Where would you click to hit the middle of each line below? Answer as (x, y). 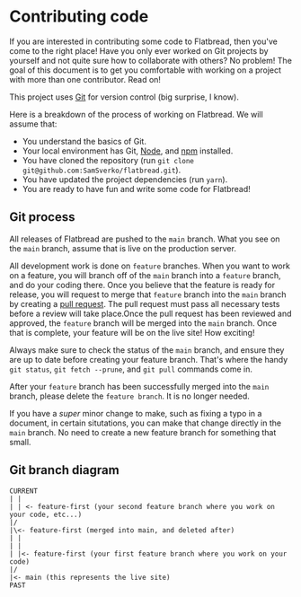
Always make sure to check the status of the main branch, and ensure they (147, 350)
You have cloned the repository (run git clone (108, 160)
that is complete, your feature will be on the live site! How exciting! (132, 332)
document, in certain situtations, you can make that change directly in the (145, 423)
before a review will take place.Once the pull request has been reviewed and (150, 313)
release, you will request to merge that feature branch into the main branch (148, 294)
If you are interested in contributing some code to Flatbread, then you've (144, 41)
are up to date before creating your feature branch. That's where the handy (149, 359)
